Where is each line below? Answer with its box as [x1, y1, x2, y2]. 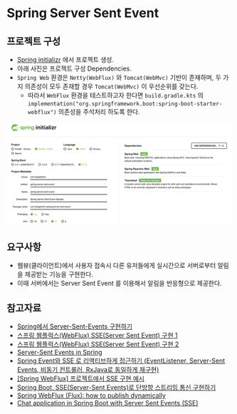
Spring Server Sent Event [6, 5, 159, 21]
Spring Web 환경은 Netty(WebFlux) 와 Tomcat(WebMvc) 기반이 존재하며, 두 [16, 73, 222, 81]
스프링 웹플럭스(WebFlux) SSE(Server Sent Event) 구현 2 [16, 340, 179, 348]
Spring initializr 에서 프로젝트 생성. [16, 56, 115, 63]
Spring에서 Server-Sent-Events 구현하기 [16, 322, 133, 331]
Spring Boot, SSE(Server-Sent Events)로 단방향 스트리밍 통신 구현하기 [16, 383, 216, 391]
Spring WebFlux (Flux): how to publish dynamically [16, 390, 167, 400]
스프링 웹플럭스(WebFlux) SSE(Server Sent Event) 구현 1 [16, 331, 178, 339]
